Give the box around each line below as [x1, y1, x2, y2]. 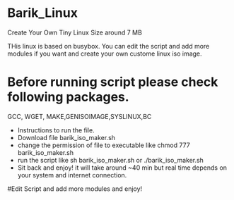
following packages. [7, 89, 129, 105]
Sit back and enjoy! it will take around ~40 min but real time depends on [17, 163, 228, 172]
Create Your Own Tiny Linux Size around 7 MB [7, 28, 143, 37]
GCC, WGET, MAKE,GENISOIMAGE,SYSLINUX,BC [7, 112, 152, 120]
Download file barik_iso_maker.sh [17, 133, 115, 142]
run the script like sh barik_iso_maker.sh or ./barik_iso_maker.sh [17, 156, 204, 164]
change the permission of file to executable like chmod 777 [17, 141, 191, 149]
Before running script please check [7, 74, 218, 90]
